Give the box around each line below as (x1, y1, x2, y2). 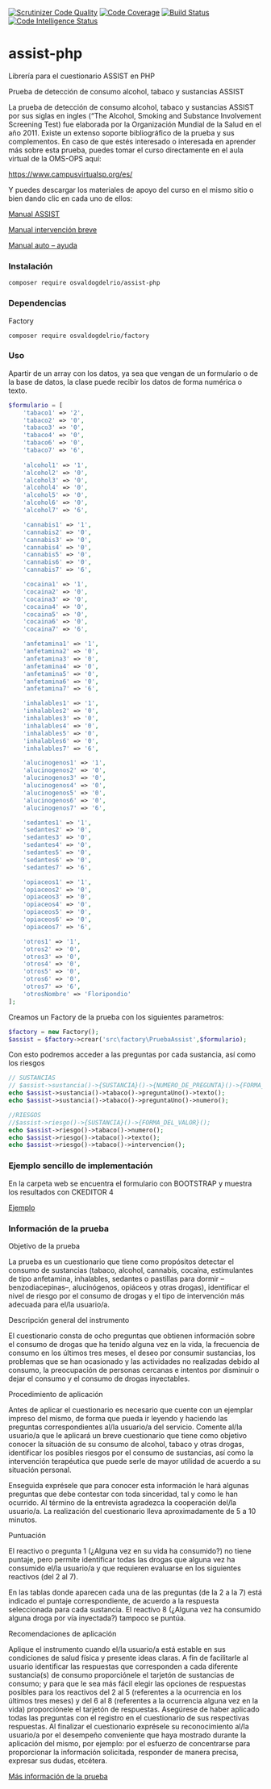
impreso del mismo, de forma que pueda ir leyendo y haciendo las (8, 1413, 228, 1423)
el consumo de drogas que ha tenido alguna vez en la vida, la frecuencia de (8, 1339, 260, 1349)
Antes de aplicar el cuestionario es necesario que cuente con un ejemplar (8, 1404, 253, 1415)
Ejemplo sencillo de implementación (8, 1160, 153, 1171)
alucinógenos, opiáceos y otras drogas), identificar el (72, 1282, 250, 1292)
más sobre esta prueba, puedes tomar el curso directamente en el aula (8, 145, 244, 155)
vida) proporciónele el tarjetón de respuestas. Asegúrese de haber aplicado (8, 1704, 260, 1714)
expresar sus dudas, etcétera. (8, 1755, 107, 1766)
